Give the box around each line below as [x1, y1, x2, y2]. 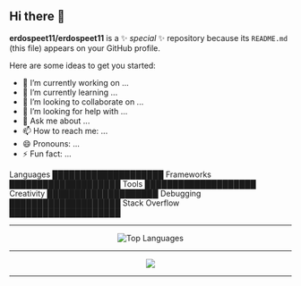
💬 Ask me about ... [21, 115, 90, 126]
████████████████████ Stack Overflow [9, 198, 180, 208]
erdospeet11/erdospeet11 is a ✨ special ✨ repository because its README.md [9, 32, 288, 43]
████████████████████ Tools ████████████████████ [9, 178, 257, 189]
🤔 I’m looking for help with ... [21, 105, 128, 116]
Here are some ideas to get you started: [9, 60, 157, 71]
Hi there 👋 [9, 9, 65, 24]
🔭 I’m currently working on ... [21, 77, 129, 88]
